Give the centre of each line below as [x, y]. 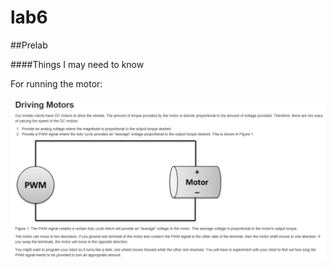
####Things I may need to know [77, 64]
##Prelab [29, 45]
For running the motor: [56, 83]
